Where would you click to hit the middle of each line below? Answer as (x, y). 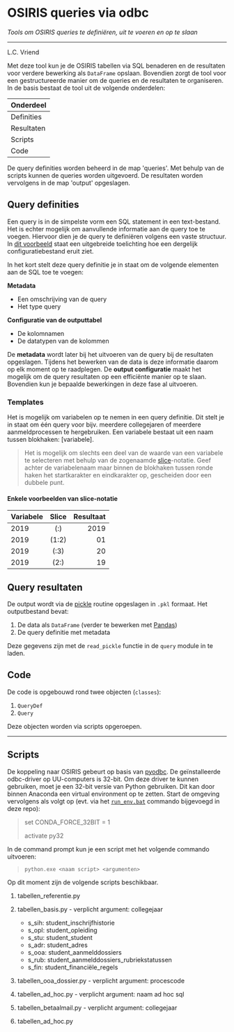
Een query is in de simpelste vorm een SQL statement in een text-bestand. (114, 222)
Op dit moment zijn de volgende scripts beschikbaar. (83, 882)
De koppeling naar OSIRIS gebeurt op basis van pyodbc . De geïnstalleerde (114, 771)
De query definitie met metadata (64, 633)
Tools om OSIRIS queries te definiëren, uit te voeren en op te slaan (103, 32)
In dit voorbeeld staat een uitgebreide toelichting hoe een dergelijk (103, 244)
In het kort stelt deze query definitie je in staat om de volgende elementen (113, 264)
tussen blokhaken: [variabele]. (50, 440)
